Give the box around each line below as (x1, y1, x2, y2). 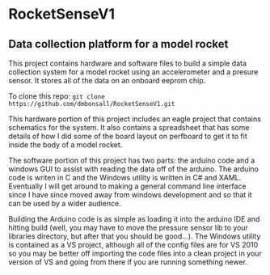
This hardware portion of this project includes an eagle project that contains (8, 114, 261, 124)
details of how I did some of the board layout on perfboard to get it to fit (8, 131, 248, 141)
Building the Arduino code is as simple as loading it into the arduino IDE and (8, 214, 260, 223)
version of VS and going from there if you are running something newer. (8, 257, 248, 267)
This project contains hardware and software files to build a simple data (8, 58, 247, 68)
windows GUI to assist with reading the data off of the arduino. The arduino (8, 164, 259, 174)
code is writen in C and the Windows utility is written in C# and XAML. (8, 173, 242, 182)
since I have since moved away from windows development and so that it (8, 190, 252, 199)
